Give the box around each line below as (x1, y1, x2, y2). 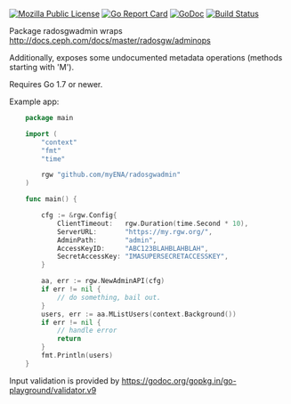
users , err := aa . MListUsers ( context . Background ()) (41, 310, 238, 319)
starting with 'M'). (9, 62, 74, 72)
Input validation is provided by (9, 375, 120, 386)
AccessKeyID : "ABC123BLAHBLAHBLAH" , (56, 244, 209, 253)
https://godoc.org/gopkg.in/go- (121, 375, 238, 386)
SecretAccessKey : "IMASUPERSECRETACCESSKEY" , (56, 252, 229, 262)
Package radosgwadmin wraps (9, 26, 123, 36)
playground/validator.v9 (9, 384, 97, 395)
